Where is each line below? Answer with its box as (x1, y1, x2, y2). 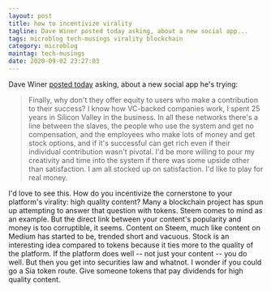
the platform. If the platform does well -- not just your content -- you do (8, 248, 247, 258)
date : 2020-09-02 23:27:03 (8, 58, 100, 66)
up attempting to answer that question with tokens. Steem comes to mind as (8, 205, 263, 215)
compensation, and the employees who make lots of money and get (28, 129, 256, 139)
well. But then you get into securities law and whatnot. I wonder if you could (8, 257, 262, 267)
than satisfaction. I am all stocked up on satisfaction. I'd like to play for (28, 164, 264, 174)
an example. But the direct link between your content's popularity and (8, 214, 242, 224)
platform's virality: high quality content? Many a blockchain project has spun (8, 196, 264, 207)
